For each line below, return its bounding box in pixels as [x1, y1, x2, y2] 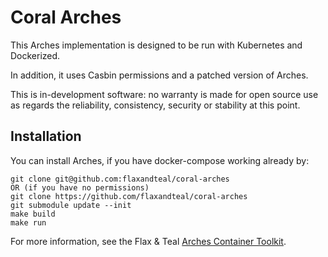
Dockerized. [10, 49, 61, 61]
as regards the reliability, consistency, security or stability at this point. [10, 99, 301, 111]
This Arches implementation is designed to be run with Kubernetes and [10, 39, 303, 51]
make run [10, 217, 47, 228]
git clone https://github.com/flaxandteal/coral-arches [10, 191, 248, 201]
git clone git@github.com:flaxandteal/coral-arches [10, 174, 230, 184]
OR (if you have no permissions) [10, 182, 150, 193]
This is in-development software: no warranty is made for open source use [10, 88, 319, 100]
